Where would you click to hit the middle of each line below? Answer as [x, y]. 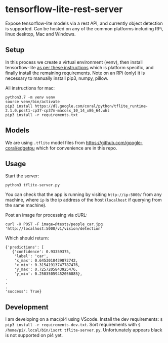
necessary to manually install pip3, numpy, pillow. [57, 78]
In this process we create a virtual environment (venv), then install [74, 62]
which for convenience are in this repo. [76, 148]
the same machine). [26, 205]
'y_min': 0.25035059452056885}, [48, 274]
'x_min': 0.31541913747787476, [47, 265]
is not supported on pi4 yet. [34, 335]
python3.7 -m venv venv [30, 97]
